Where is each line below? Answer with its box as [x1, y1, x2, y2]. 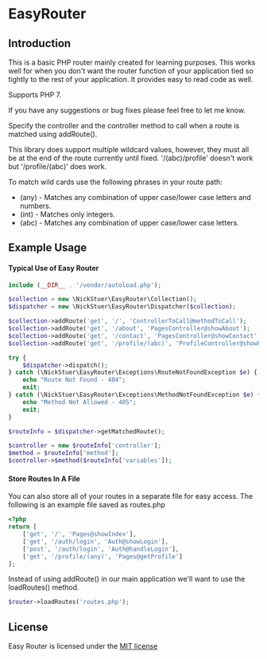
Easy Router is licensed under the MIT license [8, 641, 158, 651]
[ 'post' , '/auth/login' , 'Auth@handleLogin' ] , [22, 545, 180, 553]
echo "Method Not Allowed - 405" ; [22, 398, 137, 406]
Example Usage [8, 241, 87, 255]
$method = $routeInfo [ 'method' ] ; [8, 449, 119, 457]
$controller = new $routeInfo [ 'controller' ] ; [8, 441, 161, 450]
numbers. [19, 201, 52, 210]
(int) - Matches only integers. [19, 210, 115, 219]
